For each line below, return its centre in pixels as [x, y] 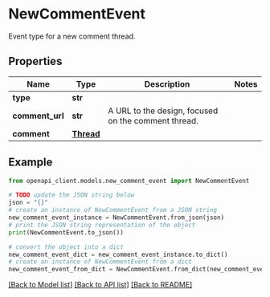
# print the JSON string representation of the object [102, 225]
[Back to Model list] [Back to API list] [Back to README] [100, 285]
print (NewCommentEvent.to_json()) [66, 232]
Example [31, 163]
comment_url [38, 116]
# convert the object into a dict [66, 247]
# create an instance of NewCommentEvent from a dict [100, 262]
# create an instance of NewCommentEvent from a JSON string [113, 210]
